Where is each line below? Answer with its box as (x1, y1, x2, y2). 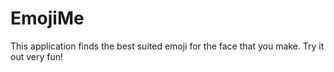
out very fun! (10, 50, 63, 62)
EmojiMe (10, 7, 85, 30)
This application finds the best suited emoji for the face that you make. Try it (10, 40, 325, 52)
